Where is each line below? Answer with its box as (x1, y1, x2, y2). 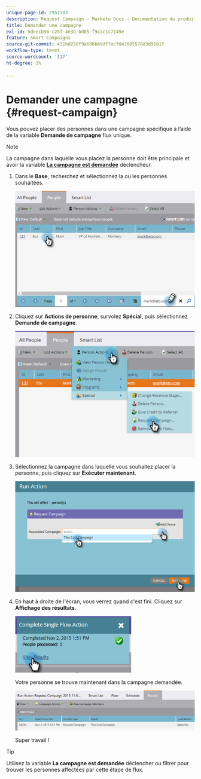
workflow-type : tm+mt (6, 48, 60, 54)
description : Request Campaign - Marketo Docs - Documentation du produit (6, 16, 197, 22)
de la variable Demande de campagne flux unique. (6, 132, 132, 139)
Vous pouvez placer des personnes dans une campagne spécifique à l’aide (6, 126, 191, 133)
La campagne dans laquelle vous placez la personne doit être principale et (6, 155, 190, 162)
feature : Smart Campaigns (6, 35, 71, 41)
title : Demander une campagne (6, 22, 82, 28)
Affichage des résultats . (14, 604, 77, 612)
